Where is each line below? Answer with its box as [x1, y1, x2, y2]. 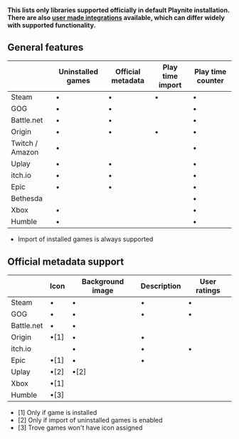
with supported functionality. [7, 21, 96, 29]
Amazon [11, 147, 39, 157]
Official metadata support [7, 255, 124, 268]
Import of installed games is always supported [17, 235, 154, 243]
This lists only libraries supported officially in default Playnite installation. [7, 6, 230, 14]
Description [140, 281, 181, 291]
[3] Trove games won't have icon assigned [17, 423, 143, 432]
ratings [195, 285, 221, 295]
